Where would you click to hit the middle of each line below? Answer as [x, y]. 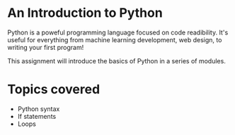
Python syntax [39, 109]
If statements [37, 116]
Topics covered [54, 90]
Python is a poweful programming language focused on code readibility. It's [118, 32]
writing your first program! [46, 47]
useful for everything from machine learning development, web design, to [115, 39]
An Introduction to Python [85, 13]
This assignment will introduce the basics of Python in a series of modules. [117, 60]
